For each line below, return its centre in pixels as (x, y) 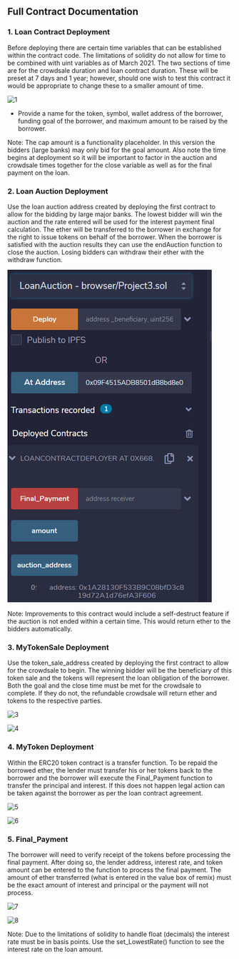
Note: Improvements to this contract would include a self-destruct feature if (118, 613)
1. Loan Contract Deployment (59, 32)
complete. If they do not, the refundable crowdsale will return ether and (112, 693)
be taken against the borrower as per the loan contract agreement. (105, 793)
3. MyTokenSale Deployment (58, 647)
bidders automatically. (40, 628)
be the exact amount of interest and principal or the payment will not (108, 885)
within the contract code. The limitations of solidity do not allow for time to (117, 55)
